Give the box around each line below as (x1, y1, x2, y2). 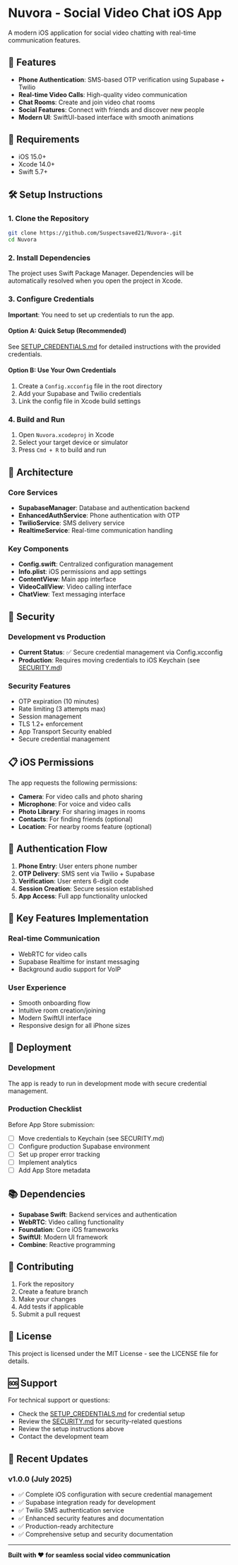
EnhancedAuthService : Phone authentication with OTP (18, 511, 181, 519)
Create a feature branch (18, 1287, 88, 1296)
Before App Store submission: (8, 1120, 95, 1129)
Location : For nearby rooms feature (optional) (18, 823, 153, 831)
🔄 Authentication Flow (8, 843, 108, 855)
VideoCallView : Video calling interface (18, 582, 132, 591)
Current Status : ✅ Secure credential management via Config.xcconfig (18, 648, 223, 656)
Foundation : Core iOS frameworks (18, 1225, 119, 1233)
